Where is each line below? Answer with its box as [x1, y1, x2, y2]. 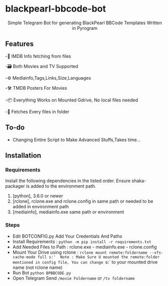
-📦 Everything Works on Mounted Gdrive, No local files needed [5, 97, 138, 103]
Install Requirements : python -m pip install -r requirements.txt [12, 238, 151, 245]
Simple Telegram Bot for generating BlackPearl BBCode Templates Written [7, 20, 162, 26]
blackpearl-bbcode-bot [5, 3, 106, 15]
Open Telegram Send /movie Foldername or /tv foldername [12, 275, 135, 281]
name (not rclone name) [12, 264, 63, 270]
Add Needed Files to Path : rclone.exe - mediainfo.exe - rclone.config [12, 244, 157, 250]
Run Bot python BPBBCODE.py [12, 269, 72, 275]
